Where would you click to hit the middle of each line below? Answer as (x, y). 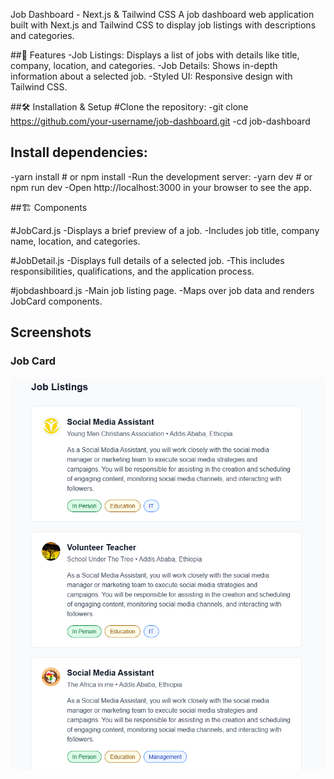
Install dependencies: (79, 152)
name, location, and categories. (75, 241)
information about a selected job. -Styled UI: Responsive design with (151, 76)
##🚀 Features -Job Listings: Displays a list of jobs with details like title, (155, 55)
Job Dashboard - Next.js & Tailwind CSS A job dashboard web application (162, 14)
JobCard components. (56, 301)
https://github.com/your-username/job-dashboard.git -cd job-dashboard (160, 121)
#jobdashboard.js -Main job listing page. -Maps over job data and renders (162, 290)
